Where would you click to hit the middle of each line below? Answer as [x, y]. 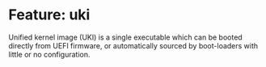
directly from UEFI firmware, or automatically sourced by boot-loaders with [133, 45]
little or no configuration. [49, 54]
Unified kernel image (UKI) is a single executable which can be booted [125, 37]
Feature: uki [49, 15]
